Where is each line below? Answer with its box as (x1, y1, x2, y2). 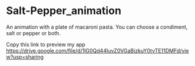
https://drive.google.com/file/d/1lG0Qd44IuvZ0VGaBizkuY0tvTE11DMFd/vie (6, 47, 189, 54)
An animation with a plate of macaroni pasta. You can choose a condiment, (6, 23, 188, 30)
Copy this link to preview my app (6, 41, 85, 48)
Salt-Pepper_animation (6, 4, 122, 18)
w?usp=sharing (6, 53, 44, 60)
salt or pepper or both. (6, 29, 61, 36)
